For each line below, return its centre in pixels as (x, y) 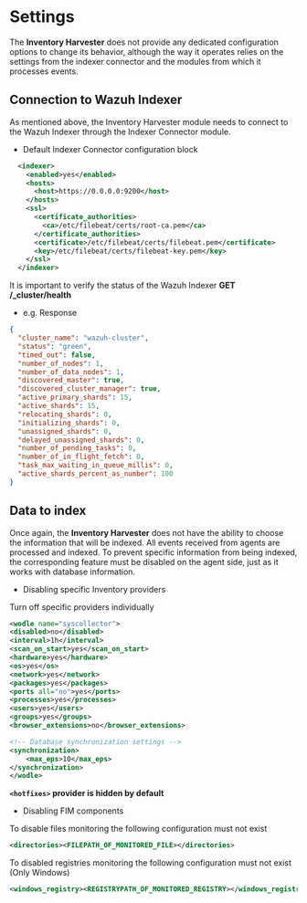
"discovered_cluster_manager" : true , (90, 389)
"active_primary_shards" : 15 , (75, 398)
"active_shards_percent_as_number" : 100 (95, 474)
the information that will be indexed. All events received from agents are (145, 542)
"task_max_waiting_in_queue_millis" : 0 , (95, 466)
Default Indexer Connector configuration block (110, 149)
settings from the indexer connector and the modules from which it (136, 61)
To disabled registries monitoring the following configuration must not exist (151, 863)
